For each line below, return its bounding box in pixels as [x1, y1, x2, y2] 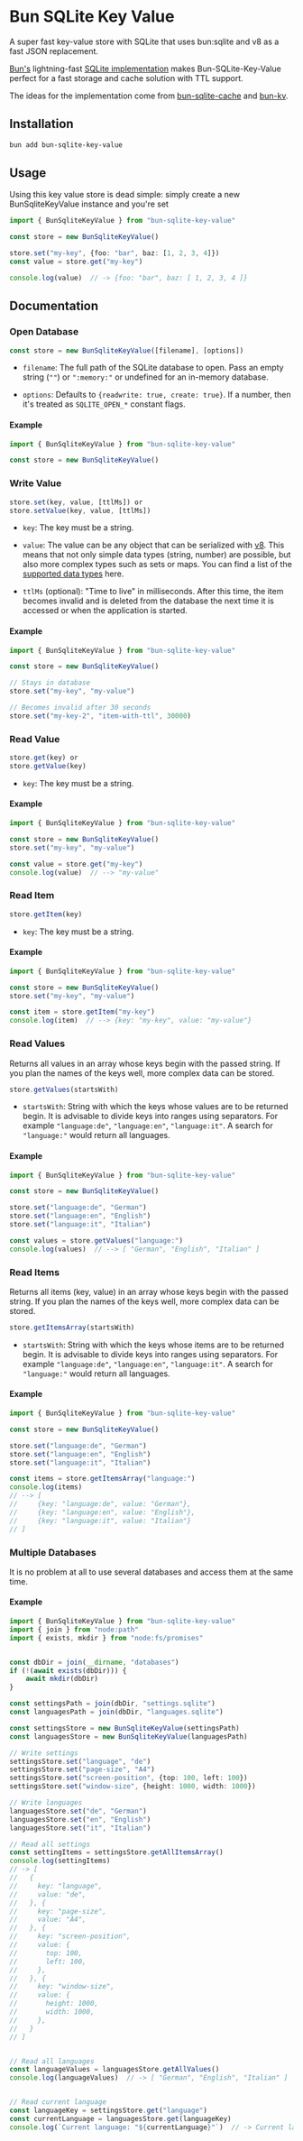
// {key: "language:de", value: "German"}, [9, 1500, 192, 1509]
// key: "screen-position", [9, 1932, 131, 1941]
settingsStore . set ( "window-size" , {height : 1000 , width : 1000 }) [9, 1782, 256, 1791]
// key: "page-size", [9, 1907, 106, 1916]
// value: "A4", [9, 1915, 87, 1925]
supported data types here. [22, 568, 124, 579]
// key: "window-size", [9, 1982, 115, 1991]
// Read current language [9, 2098, 106, 2107]
